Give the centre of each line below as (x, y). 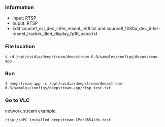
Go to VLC (17, 100)
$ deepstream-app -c (26, 83)
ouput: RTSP (25, 23)
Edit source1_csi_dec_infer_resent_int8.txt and (59, 29)
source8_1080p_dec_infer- (133, 29)
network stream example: (31, 111)
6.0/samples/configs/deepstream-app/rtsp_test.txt (58, 88)
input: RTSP (24, 18)
